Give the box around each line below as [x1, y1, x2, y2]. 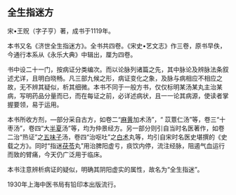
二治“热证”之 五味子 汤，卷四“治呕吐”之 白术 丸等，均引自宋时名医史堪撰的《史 [7, 133, 228, 141]
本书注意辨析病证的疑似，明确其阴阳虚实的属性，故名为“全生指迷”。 [7, 165, 204, 173]
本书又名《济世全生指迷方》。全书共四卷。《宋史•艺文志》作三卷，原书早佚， [7, 41, 226, 50]
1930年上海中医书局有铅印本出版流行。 [7, 180, 120, 188]
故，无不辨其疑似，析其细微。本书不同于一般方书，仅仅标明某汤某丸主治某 [7, 83, 223, 91]
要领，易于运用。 [13, 100, 63, 109]
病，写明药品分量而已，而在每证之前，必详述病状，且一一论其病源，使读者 [7, 91, 223, 100]
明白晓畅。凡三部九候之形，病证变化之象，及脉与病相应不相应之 [37, 74, 223, 82]
